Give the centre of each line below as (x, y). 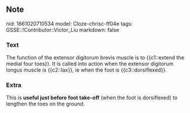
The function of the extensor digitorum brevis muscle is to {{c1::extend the (95, 58)
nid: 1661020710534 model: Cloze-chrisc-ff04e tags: (69, 23)
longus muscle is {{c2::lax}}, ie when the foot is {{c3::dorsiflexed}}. (87, 70)
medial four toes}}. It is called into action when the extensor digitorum (90, 64)
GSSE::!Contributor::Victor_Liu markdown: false (63, 30)
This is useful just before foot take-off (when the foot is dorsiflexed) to (92, 98)
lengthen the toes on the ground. (45, 104)
